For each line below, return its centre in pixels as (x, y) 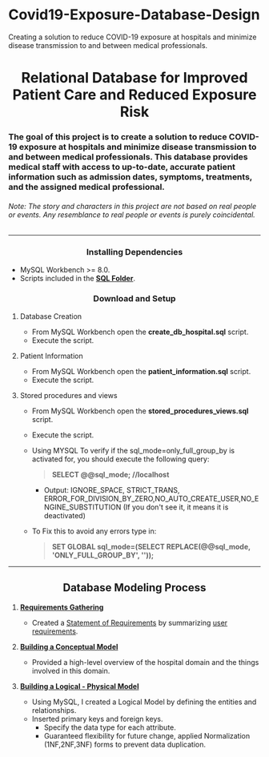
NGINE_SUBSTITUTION (82, 507)
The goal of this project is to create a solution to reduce (118, 137)
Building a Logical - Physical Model (79, 686)
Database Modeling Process (134, 588)
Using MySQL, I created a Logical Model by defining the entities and (144, 702)
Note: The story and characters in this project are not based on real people (132, 206)
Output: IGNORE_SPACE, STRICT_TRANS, (112, 489)
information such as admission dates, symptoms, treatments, (130, 177)
